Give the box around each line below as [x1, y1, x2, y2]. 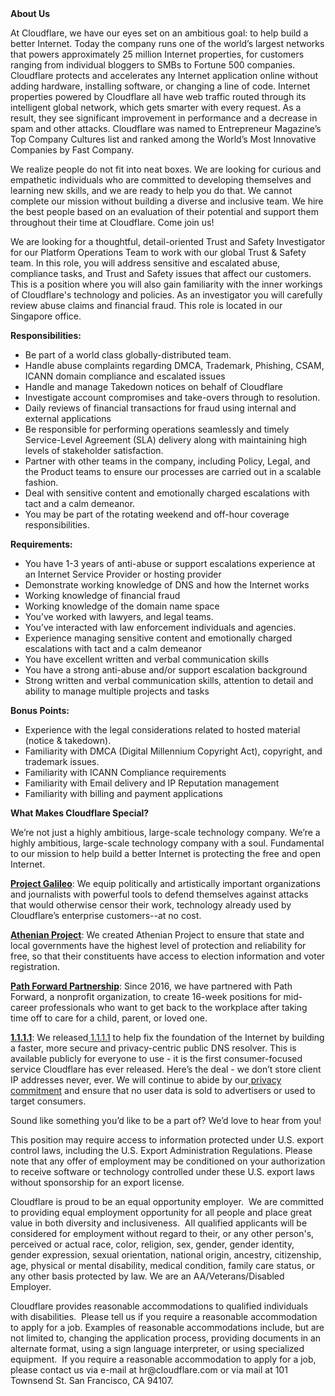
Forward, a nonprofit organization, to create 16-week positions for [10, 991, 282, 1002]
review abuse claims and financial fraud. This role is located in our [10, 300, 283, 311]
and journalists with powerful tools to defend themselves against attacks [10, 888, 309, 900]
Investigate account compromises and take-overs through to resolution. [24, 392, 321, 403]
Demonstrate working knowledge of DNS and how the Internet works [24, 579, 310, 591]
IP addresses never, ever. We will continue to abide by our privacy [10, 1074, 282, 1086]
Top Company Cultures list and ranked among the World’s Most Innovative [10, 133, 317, 145]
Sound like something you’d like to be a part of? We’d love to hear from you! [10, 1115, 322, 1126]
